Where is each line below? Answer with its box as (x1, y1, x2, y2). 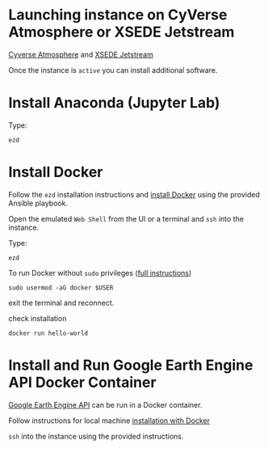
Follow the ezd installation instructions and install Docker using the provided (8, 189, 261, 199)
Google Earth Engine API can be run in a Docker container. (8, 400, 203, 409)
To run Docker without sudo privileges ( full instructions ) (8, 268, 192, 277)
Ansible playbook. (8, 198, 69, 208)
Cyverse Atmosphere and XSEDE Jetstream (8, 49, 153, 59)
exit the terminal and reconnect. (8, 298, 115, 307)
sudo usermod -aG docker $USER (8, 283, 114, 292)
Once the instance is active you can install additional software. (8, 65, 218, 74)
